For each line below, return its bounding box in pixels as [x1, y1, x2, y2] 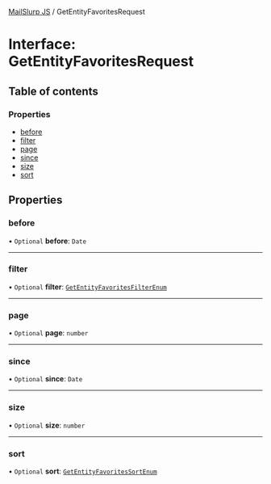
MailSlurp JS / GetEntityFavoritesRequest [8, 7, 145, 16]
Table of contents [8, 84, 98, 98]
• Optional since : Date [8, 374, 83, 384]
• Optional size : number [8, 420, 85, 430]
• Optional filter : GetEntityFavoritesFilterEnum [8, 282, 167, 292]
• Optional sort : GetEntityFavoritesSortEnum [8, 466, 157, 476]
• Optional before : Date [8, 236, 87, 246]
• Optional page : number [8, 328, 89, 338]
